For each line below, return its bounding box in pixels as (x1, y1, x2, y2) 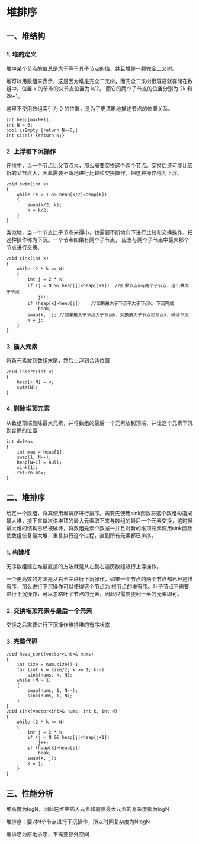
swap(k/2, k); (27, 202, 62, 208)
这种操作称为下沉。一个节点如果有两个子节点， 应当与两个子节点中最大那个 (6, 236, 190, 244)
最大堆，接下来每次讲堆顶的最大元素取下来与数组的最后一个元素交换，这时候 (6, 517, 193, 524)
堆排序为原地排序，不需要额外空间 (6, 831, 89, 838)
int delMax (6, 438, 33, 445)
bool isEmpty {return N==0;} (6, 127, 78, 133)
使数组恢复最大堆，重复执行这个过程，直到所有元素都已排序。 (6, 531, 157, 539)
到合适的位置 (6, 426, 37, 434)
